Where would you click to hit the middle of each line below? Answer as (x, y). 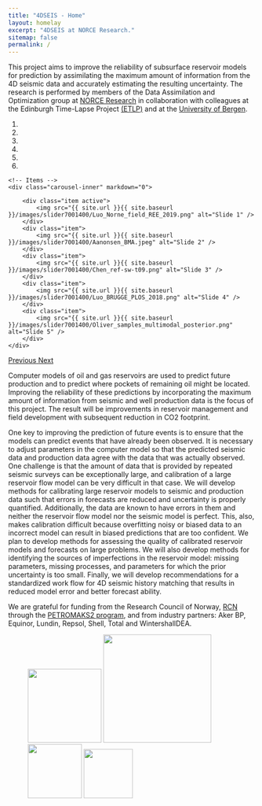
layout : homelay (35, 23)
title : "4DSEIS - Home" (47, 15)
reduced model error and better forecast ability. (85, 592)
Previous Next (31, 360)
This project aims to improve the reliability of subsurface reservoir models (127, 67)
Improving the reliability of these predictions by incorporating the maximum (130, 392)
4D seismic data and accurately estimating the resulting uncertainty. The (126, 84)
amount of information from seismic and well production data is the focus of (131, 401)
